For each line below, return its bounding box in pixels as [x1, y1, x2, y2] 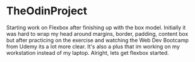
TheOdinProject [6, 4, 88, 18]
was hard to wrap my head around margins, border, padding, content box [6, 30, 188, 37]
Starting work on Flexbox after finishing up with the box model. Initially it [6, 24, 186, 31]
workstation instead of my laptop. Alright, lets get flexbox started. [6, 49, 169, 56]
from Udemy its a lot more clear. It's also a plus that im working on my [6, 43, 180, 50]
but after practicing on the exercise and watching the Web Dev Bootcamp [6, 36, 189, 44]
